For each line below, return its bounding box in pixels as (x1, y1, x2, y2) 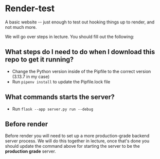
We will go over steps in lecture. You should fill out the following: (5, 34, 135, 40)
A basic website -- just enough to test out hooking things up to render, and (5, 19, 155, 25)
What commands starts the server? (5, 93, 115, 101)
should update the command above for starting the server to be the (5, 143, 140, 149)
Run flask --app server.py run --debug (12, 106, 93, 112)
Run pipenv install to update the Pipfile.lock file (12, 79, 110, 84)
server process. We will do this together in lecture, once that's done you (5, 138, 150, 144)
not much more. (5, 24, 37, 30)
